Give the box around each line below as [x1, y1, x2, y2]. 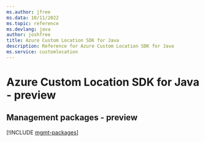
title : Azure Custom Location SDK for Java [6, 37, 120, 43]
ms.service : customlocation [6, 49, 79, 55]
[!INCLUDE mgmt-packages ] [6, 129, 79, 136]
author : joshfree [6, 32, 51, 38]
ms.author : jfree [6, 9, 51, 15]
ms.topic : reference [6, 20, 60, 26]
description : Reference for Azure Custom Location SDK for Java [6, 43, 174, 50]
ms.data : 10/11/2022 [6, 15, 60, 21]
